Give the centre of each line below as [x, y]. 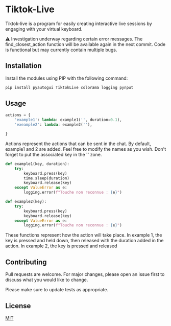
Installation [23, 66]
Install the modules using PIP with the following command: [67, 78]
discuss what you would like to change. [47, 280]
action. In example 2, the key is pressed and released [61, 246]
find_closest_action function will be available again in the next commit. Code [86, 44]
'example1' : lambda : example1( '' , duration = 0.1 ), [68, 120]
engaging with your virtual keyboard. [44, 29]
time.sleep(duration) [47, 178]
